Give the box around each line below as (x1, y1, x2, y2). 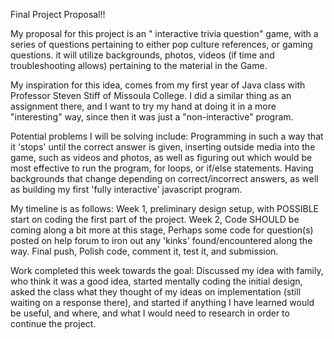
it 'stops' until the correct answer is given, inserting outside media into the (10, 141, 316, 153)
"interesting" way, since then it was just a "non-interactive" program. (10, 111, 294, 123)
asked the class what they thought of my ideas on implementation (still (10, 286, 302, 298)
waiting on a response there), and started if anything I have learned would (10, 297, 315, 308)
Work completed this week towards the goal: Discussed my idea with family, (10, 265, 324, 276)
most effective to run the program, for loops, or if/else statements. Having (10, 162, 314, 174)
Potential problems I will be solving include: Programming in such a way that (10, 130, 324, 142)
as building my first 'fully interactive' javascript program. (10, 184, 243, 195)
